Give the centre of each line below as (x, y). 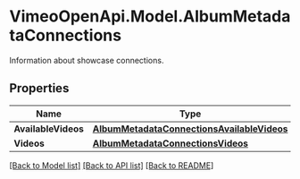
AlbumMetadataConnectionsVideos (170, 143)
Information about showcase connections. (87, 60)
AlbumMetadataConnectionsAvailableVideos (190, 129)
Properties (39, 88)
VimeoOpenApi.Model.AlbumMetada (150, 17)
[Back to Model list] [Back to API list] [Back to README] (112, 165)
